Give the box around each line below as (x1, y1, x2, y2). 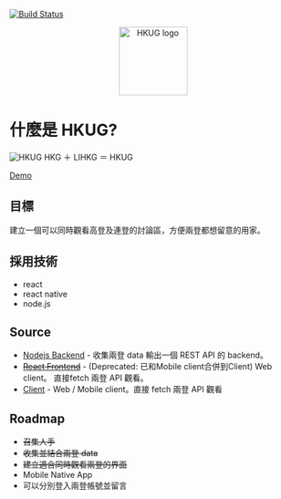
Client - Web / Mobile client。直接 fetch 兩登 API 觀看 (22, 384, 223, 395)
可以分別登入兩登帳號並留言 (22, 480, 128, 492)
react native (22, 288, 68, 299)
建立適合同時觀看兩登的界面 (22, 459, 128, 470)
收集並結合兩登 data (22, 448, 99, 459)
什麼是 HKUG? (9, 120, 118, 140)
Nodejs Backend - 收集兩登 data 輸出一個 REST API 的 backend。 (22, 349, 269, 360)
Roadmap (9, 411, 66, 426)
